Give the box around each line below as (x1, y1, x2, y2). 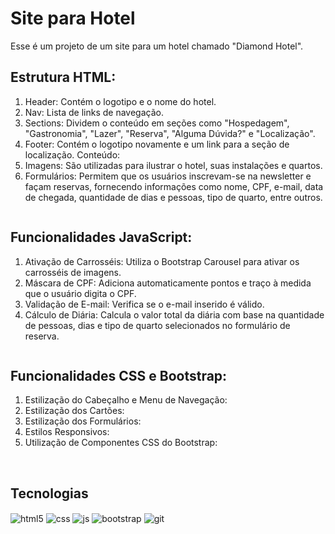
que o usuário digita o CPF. (24, 287, 137, 299)
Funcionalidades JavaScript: (10, 229, 193, 246)
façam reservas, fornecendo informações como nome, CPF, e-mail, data (24, 180, 324, 192)
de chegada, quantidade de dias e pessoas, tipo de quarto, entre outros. (24, 191, 323, 203)
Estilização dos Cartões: (24, 405, 125, 417)
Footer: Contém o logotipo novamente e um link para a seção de (24, 138, 290, 150)
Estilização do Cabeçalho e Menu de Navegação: (24, 394, 228, 406)
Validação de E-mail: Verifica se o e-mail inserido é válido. (24, 298, 265, 310)
